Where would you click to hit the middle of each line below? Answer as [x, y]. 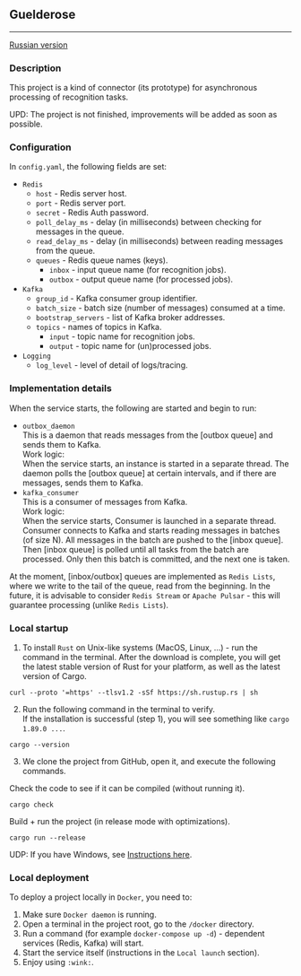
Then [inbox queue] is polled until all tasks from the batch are [135, 549]
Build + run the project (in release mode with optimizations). [120, 821]
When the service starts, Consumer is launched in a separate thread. [149, 520]
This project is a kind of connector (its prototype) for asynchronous [133, 88]
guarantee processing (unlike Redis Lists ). [89, 605]
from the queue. [65, 251]
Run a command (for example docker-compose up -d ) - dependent [143, 934]
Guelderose [43, 15]
